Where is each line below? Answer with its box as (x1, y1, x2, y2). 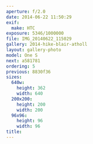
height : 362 (16, 85, 46, 91)
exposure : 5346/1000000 (6, 31, 64, 36)
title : (6, 129, 22, 135)
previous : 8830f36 (6, 69, 51, 75)
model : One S (6, 52, 38, 58)
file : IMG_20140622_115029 (6, 36, 72, 42)
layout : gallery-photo (6, 47, 61, 53)
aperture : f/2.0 (6, 8, 46, 15)
